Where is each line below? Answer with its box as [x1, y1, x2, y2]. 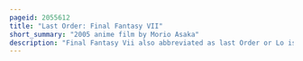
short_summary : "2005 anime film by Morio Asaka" [9, 30, 200, 39]
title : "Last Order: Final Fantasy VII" [9, 22, 164, 30]
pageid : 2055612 [9, 13, 70, 22]
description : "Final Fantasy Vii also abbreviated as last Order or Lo [9, 38, 284, 48]
